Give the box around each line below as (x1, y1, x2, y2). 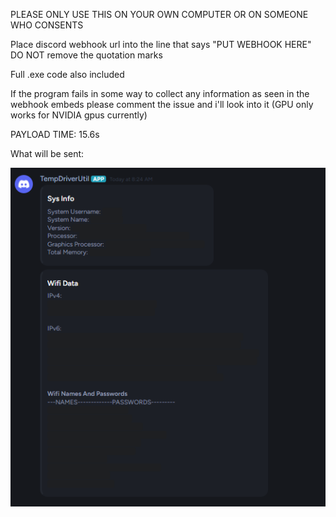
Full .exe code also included (10, 69, 125, 80)
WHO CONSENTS (10, 19, 84, 31)
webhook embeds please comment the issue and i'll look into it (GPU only (10, 99, 314, 110)
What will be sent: (10, 148, 85, 159)
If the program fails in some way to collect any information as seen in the (10, 88, 310, 99)
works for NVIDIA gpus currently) (10, 109, 148, 121)
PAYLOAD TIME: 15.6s (10, 129, 100, 140)
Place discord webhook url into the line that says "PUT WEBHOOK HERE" (10, 39, 312, 50)
